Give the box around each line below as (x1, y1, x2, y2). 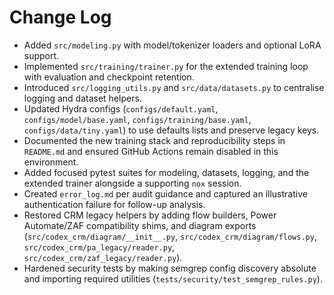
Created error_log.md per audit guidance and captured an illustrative (23, 187, 308, 200)
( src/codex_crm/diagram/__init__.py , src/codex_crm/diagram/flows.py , (23, 230, 317, 242)
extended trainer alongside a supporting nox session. (23, 177, 242, 189)
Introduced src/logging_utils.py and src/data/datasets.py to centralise (23, 81, 325, 93)
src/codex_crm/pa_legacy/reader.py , (23, 241, 176, 253)
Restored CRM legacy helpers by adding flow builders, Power (23, 209, 277, 221)
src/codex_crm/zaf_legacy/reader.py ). (23, 251, 183, 263)
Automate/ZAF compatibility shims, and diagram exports (23, 219, 257, 231)
